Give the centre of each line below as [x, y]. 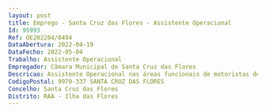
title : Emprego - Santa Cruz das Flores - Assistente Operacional [120, 23]
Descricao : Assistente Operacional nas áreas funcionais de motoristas [129, 74]
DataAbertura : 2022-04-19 [51, 45]
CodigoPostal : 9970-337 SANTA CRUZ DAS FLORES [86, 81]
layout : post [30, 15]
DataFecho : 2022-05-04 [46, 52]
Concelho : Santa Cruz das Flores [63, 89]
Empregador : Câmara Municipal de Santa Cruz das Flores [102, 67]
